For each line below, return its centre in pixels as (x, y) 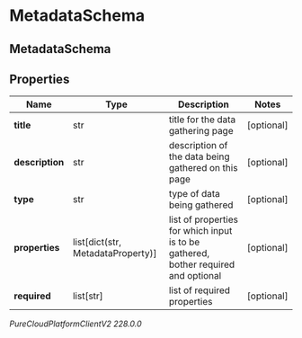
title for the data (202, 120)
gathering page (201, 131)
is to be (184, 242)
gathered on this (203, 168)
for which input (200, 231)
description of (198, 146)
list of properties (203, 219)
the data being (199, 156)
